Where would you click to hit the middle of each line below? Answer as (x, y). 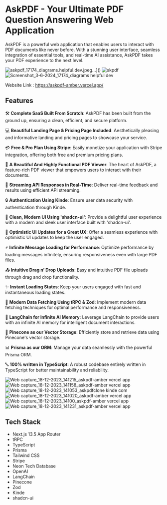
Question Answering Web (59, 20)
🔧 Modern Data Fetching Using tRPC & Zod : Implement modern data (76, 302)
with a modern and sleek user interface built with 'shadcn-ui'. (68, 222)
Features (19, 101)
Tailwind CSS (26, 455)
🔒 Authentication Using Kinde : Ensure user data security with (69, 200)
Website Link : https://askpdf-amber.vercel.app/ (54, 85)
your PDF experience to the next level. (44, 60)
